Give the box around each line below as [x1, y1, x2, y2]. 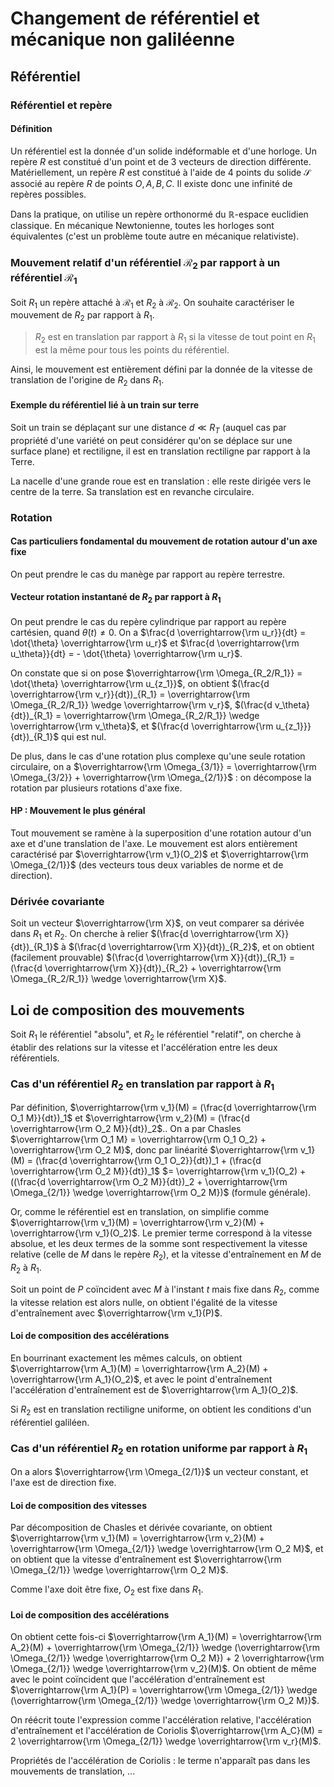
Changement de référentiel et [10, 7, 260, 30]
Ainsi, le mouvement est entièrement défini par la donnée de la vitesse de [10, 363, 313, 375]
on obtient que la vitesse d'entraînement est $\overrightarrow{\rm [10, 1553, 282, 1566]
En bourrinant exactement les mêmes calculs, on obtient [10, 1352, 243, 1364]
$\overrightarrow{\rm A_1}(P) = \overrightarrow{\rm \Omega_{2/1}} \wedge [10, 1684, 318, 1696]
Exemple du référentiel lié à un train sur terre [10, 399, 200, 411]
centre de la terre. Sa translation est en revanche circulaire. [10, 485, 255, 497]
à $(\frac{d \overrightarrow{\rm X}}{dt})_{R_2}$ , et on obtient [61, 941, 315, 953]
